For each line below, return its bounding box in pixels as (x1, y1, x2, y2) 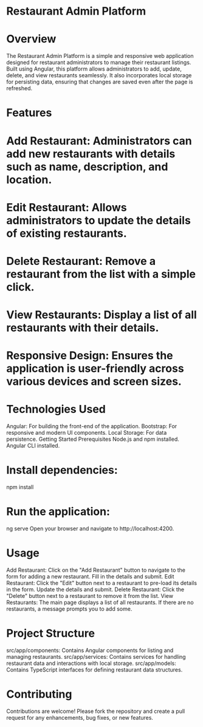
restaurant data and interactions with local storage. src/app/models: (6, 659, 176, 667)
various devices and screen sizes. (6, 374, 182, 388)
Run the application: (6, 505, 111, 519)
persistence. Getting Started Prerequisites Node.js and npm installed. (6, 435, 179, 443)
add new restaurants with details (6, 147, 176, 161)
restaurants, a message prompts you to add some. (6, 605, 132, 613)
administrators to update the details (6, 213, 191, 227)
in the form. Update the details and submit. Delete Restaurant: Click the (6, 586, 184, 593)
